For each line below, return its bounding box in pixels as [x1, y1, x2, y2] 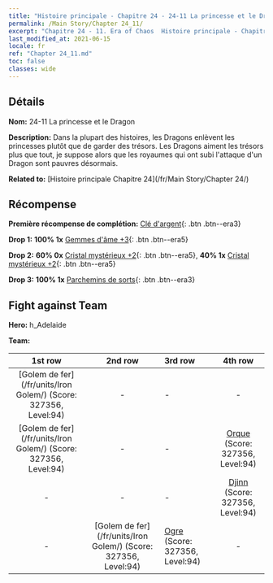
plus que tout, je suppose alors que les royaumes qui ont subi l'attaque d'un [8, 150, 262, 159]
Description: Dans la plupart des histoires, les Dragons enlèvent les [8, 132, 236, 142]
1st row [31, 355, 63, 367]
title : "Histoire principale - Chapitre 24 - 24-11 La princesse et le [8, 11, 256, 20]
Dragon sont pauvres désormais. [8, 158, 119, 168]
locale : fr [8, 42, 45, 50]
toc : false [8, 58, 45, 66]
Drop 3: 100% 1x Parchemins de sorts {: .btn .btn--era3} [8, 275, 196, 285]
